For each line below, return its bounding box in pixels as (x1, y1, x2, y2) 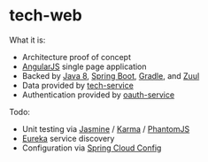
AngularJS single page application (21, 61, 148, 72)
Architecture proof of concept (21, 51, 131, 62)
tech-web (9, 5, 82, 26)
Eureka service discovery (21, 133, 115, 143)
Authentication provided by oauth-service (21, 89, 175, 100)
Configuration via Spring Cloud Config (21, 143, 162, 153)
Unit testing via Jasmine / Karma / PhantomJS (21, 123, 190, 134)
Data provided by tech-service (21, 80, 135, 90)
